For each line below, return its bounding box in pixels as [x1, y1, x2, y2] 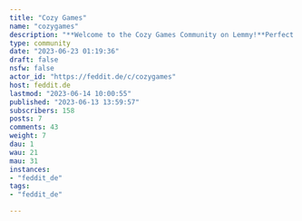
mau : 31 [9, 156, 39, 166]
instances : [9, 165, 51, 174]
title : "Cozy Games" [9, 13, 88, 23]
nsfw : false [9, 64, 54, 73]
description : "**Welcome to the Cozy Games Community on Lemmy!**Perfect [9, 30, 295, 39]
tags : [9, 182, 30, 191]
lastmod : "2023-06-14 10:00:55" [9, 89, 132, 98]
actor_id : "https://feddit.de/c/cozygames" [9, 72, 177, 82]
